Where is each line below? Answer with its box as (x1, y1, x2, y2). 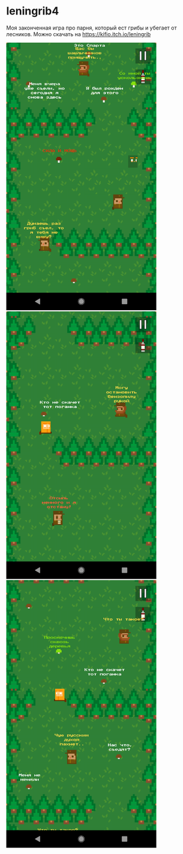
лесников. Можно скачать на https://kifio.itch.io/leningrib (6, 30, 151, 37)
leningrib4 (6, 4, 59, 18)
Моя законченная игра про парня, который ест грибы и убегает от (6, 24, 177, 31)
